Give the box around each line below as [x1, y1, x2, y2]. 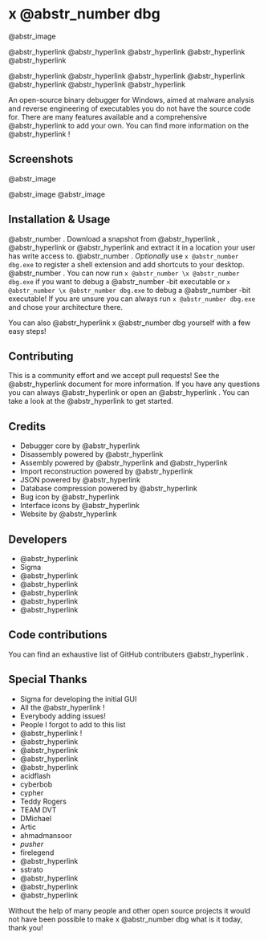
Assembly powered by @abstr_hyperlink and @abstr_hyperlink [19, 458, 228, 468]
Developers [8, 532, 67, 546]
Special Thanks [8, 673, 87, 686]
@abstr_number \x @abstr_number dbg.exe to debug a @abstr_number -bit [8, 285, 251, 295]
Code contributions [8, 628, 108, 642]
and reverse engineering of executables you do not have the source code [8, 104, 251, 113]
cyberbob [19, 779, 53, 789]
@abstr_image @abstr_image [8, 189, 106, 199]
